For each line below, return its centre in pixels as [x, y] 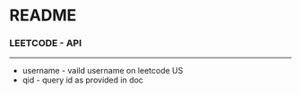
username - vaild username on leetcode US [103, 71]
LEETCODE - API [46, 43]
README [43, 16]
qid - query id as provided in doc [82, 80]
